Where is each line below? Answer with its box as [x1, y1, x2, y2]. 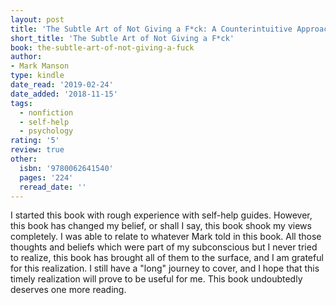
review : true [10, 145, 65, 155]
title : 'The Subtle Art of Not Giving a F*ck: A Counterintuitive [10, 24, 293, 34]
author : [10, 52, 43, 62]
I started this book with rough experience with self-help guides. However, [10, 209, 313, 221]
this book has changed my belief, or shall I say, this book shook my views [10, 220, 312, 232]
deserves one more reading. [10, 284, 127, 296]
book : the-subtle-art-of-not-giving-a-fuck [10, 42, 195, 53]
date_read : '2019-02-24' [10, 80, 114, 90]
